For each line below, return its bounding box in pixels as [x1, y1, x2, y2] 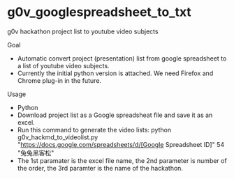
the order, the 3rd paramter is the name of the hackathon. [17, 164, 184, 172]
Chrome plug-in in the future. [17, 76, 102, 84]
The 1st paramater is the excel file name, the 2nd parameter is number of [17, 156, 227, 164]
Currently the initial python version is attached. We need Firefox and [17, 69, 214, 77]
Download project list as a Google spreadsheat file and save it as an [17, 111, 213, 119]
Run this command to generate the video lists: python [17, 125, 172, 134]
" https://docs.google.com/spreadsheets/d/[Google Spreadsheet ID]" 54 [17, 140, 225, 148]
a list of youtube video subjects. [17, 61, 110, 70]
